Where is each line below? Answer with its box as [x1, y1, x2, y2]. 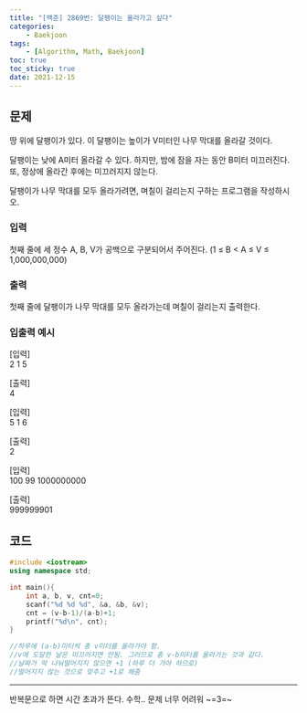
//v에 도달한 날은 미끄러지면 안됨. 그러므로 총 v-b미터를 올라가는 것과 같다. [9, 650, 265, 660]
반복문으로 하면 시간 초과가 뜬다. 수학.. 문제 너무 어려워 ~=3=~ [9, 693, 233, 704]
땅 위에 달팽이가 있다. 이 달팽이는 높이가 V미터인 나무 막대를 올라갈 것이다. [9, 134, 273, 146]
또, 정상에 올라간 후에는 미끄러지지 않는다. [9, 165, 158, 176]
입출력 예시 [9, 326, 56, 339]
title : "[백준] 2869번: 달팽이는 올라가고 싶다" [9, 13, 174, 23]
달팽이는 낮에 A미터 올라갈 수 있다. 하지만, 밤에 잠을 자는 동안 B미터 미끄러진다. [9, 154, 291, 165]
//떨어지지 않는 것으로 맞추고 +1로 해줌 [9, 667, 141, 676]
